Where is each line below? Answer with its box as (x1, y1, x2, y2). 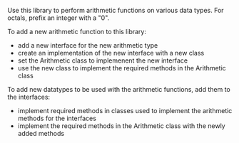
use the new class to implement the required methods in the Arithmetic (17, 64, 226, 72)
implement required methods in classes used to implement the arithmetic (17, 107, 233, 115)
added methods (17, 129, 65, 137)
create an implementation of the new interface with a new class (17, 49, 205, 57)
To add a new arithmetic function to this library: (7, 28, 146, 36)
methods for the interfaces (17, 114, 96, 122)
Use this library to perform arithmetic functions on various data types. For (7, 6, 224, 14)
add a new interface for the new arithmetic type (17, 41, 158, 49)
